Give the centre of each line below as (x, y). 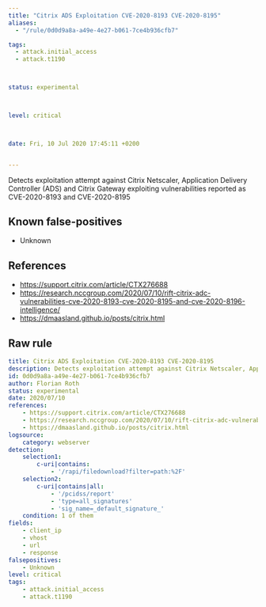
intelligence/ (40, 310)
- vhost (35, 538)
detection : (26, 450)
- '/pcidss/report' (82, 494)
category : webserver (56, 442)
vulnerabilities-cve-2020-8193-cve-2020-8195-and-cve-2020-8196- (132, 302)
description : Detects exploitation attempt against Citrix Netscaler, (127, 369)
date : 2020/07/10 (37, 398)
